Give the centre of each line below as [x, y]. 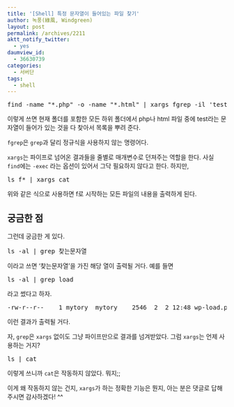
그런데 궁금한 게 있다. [36, 236]
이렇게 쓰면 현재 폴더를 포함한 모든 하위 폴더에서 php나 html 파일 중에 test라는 [113, 119]
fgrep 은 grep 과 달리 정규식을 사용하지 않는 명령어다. [78, 142]
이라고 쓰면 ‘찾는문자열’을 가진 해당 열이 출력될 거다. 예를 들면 [91, 266]
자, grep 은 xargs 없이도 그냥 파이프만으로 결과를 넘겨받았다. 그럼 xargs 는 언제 [112, 336]
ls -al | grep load [40, 280]
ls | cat [22, 359]
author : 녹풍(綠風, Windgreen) [50, 20]
